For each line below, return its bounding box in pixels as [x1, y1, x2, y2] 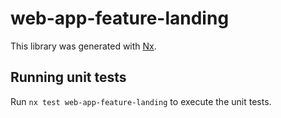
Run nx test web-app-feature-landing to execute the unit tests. [10, 95, 272, 107]
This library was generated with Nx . [10, 40, 157, 52]
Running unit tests [10, 69, 127, 86]
